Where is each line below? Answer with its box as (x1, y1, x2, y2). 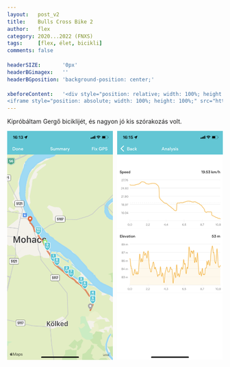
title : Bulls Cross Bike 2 (7, 18, 94, 25)
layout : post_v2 (7, 11, 60, 18)
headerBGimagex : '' (7, 68, 69, 75)
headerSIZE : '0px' (7, 62, 78, 68)
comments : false (7, 47, 53, 54)
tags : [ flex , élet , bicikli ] (7, 40, 103, 47)
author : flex (7, 25, 51, 32)
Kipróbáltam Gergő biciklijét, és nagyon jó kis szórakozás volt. (7, 117, 183, 126)
